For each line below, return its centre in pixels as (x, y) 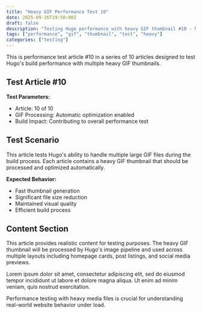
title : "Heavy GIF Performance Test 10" (58, 12)
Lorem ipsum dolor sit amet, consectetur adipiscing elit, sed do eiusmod (96, 274)
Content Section (38, 229)
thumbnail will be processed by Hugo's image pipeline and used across (94, 250)
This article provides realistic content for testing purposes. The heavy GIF (97, 243)
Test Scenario (33, 140)
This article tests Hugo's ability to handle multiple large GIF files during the (99, 155)
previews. (18, 262)
